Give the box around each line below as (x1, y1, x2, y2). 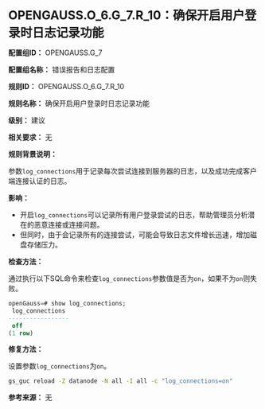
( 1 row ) (8, 329, 34, 337)
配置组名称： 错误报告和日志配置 (8, 65, 115, 74)
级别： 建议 (8, 115, 45, 125)
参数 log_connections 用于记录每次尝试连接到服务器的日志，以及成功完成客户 (8, 166, 257, 176)
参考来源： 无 (8, 392, 53, 403)
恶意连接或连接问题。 (33, 220, 104, 229)
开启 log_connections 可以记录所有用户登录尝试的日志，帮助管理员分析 (19, 210, 248, 220)
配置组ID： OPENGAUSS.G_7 (8, 48, 103, 57)
